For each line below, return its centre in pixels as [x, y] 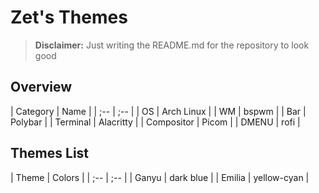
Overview [41, 87]
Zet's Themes [69, 17]
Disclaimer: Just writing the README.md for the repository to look [172, 45]
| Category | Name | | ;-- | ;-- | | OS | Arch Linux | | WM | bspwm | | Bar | [158, 111]
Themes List [50, 153]
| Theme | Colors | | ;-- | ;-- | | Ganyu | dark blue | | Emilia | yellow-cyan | [160, 177]
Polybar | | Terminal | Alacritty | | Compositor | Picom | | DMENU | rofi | [155, 122]
